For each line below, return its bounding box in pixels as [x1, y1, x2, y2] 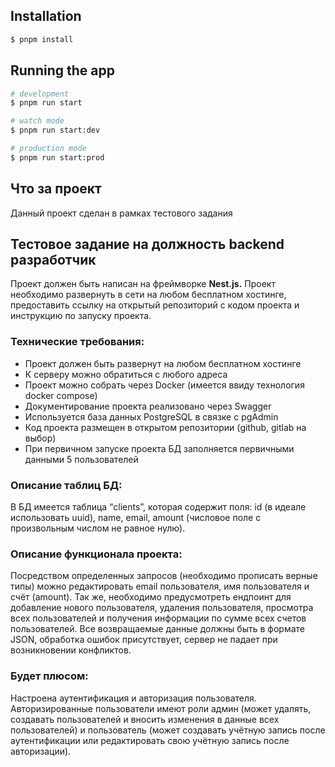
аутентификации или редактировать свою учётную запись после [10, 734, 290, 746]
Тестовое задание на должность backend [10, 235, 285, 253]
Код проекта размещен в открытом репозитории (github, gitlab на [24, 421, 307, 433]
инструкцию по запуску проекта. [10, 310, 152, 322]
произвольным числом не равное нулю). [10, 522, 186, 534]
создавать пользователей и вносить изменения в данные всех [10, 713, 280, 725]
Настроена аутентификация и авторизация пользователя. [10, 692, 257, 704]
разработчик [10, 251, 97, 268]
